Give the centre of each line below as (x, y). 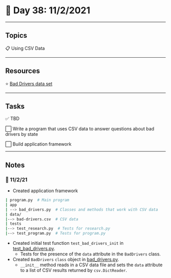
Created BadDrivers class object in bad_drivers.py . (66, 260)
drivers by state (22, 134)
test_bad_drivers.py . (34, 249)
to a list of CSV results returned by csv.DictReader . (74, 270)
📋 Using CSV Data (25, 48)
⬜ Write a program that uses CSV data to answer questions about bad (80, 129)
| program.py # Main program (37, 200)
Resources (23, 71)
